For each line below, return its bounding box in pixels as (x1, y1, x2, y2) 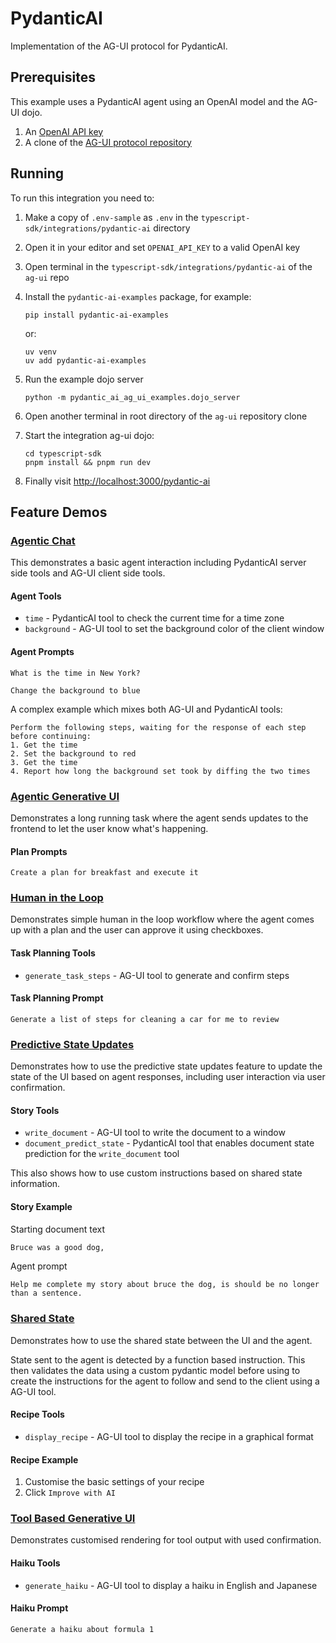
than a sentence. (10, 1288, 83, 1299)
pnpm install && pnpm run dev (24, 457, 152, 467)
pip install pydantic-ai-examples (24, 310, 169, 320)
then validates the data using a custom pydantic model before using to (10, 1364, 301, 1376)
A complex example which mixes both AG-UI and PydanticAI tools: (10, 703, 283, 715)
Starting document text (10, 1223, 105, 1235)
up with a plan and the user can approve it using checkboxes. (10, 924, 264, 936)
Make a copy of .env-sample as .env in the (24, 211, 199, 223)
